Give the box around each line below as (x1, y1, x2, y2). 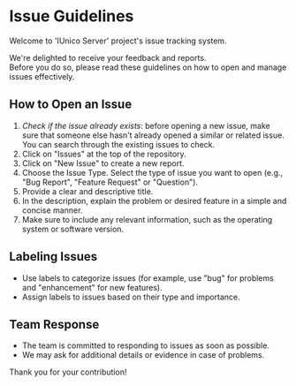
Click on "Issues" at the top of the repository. (21, 148, 187, 159)
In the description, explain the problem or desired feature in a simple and (21, 195, 287, 206)
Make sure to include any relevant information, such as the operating (21, 214, 273, 224)
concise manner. (21, 205, 83, 216)
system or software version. (21, 223, 125, 234)
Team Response (9, 316, 100, 332)
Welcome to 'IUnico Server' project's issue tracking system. (9, 35, 227, 46)
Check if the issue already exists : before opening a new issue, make (21, 120, 271, 131)
